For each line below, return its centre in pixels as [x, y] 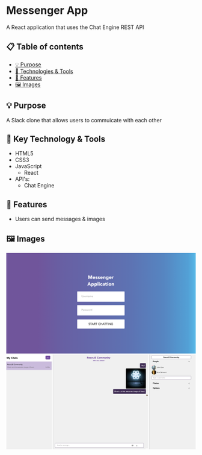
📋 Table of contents [45, 47]
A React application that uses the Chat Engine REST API [75, 27]
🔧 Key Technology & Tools [56, 139]
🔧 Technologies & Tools [44, 71]
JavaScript [28, 166]
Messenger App [47, 11]
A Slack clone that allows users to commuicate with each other [84, 120]
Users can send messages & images [60, 219]
